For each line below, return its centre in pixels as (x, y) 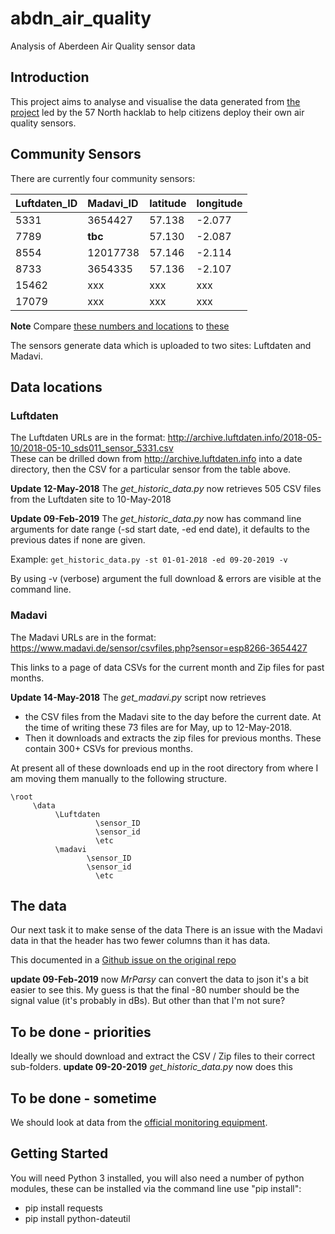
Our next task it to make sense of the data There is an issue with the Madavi (166, 930)
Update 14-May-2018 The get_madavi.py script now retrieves (138, 697)
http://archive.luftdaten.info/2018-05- (244, 438)
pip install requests (63, 1208)
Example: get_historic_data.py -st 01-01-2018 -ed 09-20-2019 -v (149, 559)
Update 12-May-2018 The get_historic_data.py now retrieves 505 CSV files (166, 489)
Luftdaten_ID (46, 203)
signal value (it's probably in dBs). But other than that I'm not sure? (148, 1001)
